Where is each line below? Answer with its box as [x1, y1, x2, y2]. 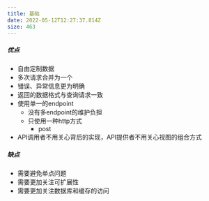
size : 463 [7, 23, 36, 30]
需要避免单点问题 [17, 169, 67, 178]
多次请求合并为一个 [17, 73, 73, 82]
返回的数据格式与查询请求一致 [17, 91, 103, 99]
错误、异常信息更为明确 [17, 82, 85, 91]
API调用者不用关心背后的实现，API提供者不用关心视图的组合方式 [17, 133, 202, 142]
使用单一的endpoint [17, 99, 75, 108]
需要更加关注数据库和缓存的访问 [17, 186, 109, 195]
